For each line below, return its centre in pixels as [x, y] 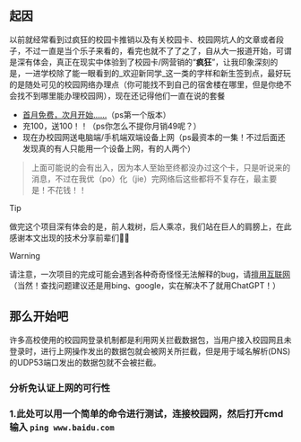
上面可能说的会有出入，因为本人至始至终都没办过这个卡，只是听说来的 [161, 167]
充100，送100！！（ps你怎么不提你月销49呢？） [112, 126]
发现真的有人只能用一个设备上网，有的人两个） [108, 148]
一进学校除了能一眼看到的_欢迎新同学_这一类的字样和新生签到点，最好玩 [158, 73]
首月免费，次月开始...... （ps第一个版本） [96, 114]
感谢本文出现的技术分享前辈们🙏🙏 [69, 237]
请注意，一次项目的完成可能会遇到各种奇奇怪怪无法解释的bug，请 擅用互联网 [150, 274]
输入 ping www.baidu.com [62, 428]
